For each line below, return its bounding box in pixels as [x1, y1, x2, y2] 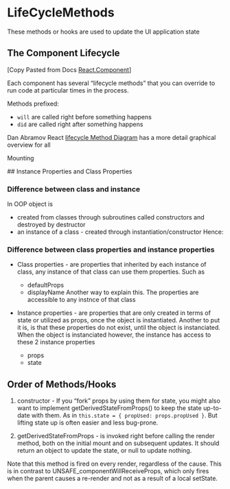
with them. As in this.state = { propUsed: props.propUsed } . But [31, 412, 218, 420]
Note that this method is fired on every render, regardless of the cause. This [7, 460, 222, 468]
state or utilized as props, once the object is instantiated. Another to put [16, 316, 220, 324]
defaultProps [27, 281, 64, 289]
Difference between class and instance [7, 184, 141, 193]
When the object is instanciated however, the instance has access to [16, 331, 211, 339]
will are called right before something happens [16, 112, 152, 121]
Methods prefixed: [7, 99, 60, 108]
